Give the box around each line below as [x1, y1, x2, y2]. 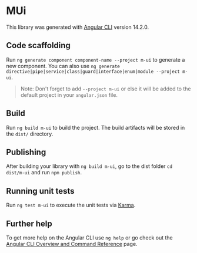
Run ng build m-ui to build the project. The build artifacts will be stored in [6, 124, 185, 131]
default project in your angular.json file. [20, 91, 118, 98]
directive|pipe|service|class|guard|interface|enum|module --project [6, 69, 181, 75]
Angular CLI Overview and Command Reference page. [6, 241, 138, 247]
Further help [6, 218, 53, 228]
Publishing [6, 147, 46, 157]
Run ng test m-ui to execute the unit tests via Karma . [6, 201, 136, 209]
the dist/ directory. [6, 130, 54, 137]
